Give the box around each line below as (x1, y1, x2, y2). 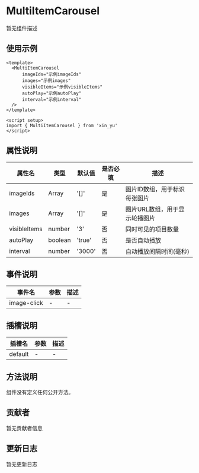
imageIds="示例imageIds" (21, 71, 82, 77)
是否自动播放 (125, 236, 162, 244)
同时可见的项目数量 (125, 225, 179, 233)
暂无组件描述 (6, 24, 37, 31)
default (9, 350, 29, 358)
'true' (76, 236, 92, 244)
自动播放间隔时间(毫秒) (125, 247, 190, 256)
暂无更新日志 (6, 461, 37, 468)
